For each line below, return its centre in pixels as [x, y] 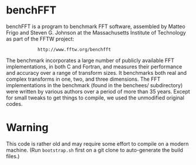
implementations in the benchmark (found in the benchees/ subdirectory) [94, 85]
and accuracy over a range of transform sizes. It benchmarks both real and [97, 73]
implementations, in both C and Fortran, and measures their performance [94, 66]
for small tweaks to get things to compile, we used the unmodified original [95, 98]
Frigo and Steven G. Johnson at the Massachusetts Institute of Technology [96, 32]
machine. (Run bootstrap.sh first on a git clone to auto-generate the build [94, 150]
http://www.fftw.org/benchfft [74, 49]
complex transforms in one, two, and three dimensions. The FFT [83, 79]
